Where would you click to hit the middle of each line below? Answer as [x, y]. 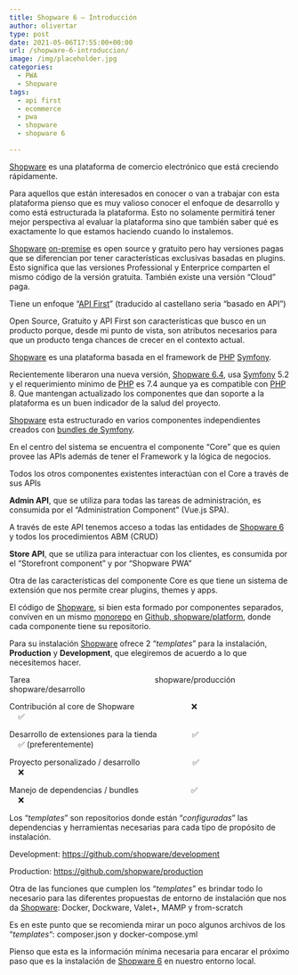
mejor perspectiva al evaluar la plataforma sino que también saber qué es [144, 221]
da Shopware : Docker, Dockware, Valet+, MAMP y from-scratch [126, 907]
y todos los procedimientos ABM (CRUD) [84, 537]
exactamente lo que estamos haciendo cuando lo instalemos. [121, 231]
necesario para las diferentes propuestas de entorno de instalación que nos [148, 897]
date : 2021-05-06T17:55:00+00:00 [71, 42]
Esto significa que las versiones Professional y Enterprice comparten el [140, 267]
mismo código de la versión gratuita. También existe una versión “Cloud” [142, 276]
